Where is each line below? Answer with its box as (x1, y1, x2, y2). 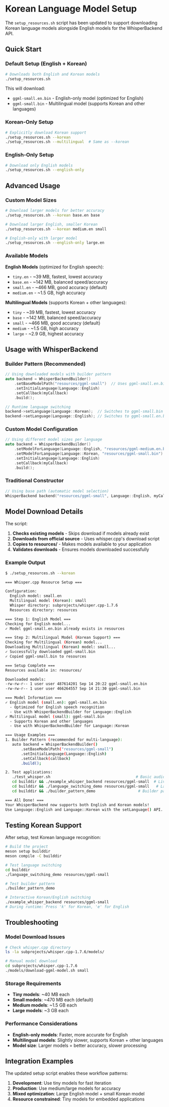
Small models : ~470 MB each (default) (12, 997, 94, 1003)
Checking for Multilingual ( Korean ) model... (5, 640, 102, 645)
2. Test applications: (5, 770, 53, 775)
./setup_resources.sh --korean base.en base (5, 212, 100, 217)
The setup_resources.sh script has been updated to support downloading (5, 20, 157, 26)
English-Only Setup (5, 151, 54, 158)
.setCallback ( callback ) (21, 756, 71, 761)
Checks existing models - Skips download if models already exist (12, 530, 149, 536)
